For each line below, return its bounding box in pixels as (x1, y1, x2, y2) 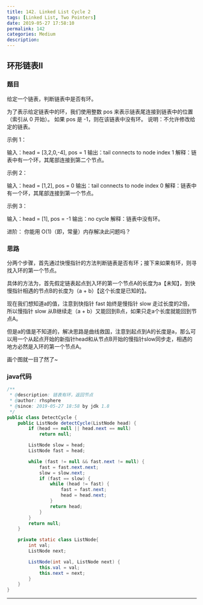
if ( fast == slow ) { (39, 475, 91, 481)
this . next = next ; (39, 570, 86, 576)
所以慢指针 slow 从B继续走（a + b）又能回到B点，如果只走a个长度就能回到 (7, 307, 192, 314)
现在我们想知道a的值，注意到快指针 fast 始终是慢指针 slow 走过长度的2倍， (7, 300, 193, 307)
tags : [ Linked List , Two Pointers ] (7, 14, 96, 21)
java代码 (7, 372, 32, 381)
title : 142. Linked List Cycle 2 (7, 8, 91, 15)
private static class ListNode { (17, 537, 99, 543)
